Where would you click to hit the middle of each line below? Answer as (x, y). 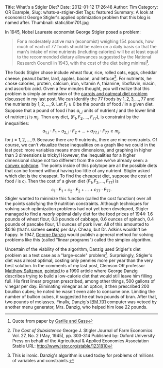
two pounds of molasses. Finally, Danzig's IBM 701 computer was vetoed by (81, 302)
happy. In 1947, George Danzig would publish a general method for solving (79, 235)
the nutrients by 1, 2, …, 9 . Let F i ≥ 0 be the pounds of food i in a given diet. (80, 105)
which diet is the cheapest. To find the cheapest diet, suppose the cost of (79, 176)
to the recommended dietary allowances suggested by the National (84, 57)
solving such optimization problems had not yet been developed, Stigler (77, 209)
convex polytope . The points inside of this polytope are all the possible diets (81, 166)
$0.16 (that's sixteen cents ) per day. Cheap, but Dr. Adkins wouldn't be (76, 230)
